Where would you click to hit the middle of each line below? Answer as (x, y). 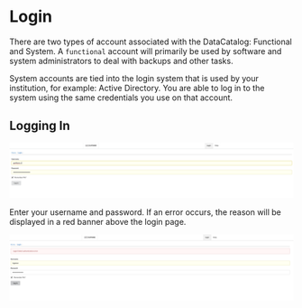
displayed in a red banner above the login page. (98, 222)
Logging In (40, 126)
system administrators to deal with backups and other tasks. (121, 61)
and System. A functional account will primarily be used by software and (146, 51)
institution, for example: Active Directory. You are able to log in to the (137, 88)
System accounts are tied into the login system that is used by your (134, 78)
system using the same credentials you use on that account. (121, 98)
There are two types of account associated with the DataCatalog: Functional (151, 42)
